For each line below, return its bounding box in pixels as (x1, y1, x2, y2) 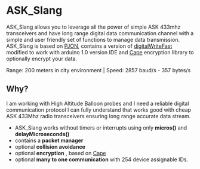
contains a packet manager (14, 137, 84, 144)
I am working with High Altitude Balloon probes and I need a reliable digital (6, 100, 189, 107)
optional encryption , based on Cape (14, 149, 106, 156)
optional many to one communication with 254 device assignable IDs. (14, 156, 189, 163)
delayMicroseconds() (14, 130, 70, 137)
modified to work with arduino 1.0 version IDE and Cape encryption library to (6, 48, 194, 56)
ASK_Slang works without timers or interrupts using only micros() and (14, 124, 187, 131)
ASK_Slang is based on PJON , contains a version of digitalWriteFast (6, 42, 173, 50)
